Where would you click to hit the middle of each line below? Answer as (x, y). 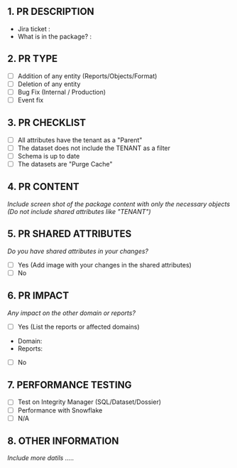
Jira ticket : (34, 28)
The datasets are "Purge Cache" (65, 164)
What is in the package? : (55, 36)
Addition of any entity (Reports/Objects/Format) (87, 76)
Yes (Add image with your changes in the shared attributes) (104, 265)
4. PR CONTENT (43, 187)
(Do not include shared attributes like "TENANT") (79, 211)
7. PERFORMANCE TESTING (70, 385)
